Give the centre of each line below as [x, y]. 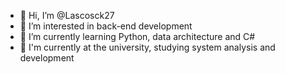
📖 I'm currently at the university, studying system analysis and [147, 47]
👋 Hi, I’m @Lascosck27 [67, 15]
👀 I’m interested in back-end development [106, 26]
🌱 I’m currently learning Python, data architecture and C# [137, 36]
